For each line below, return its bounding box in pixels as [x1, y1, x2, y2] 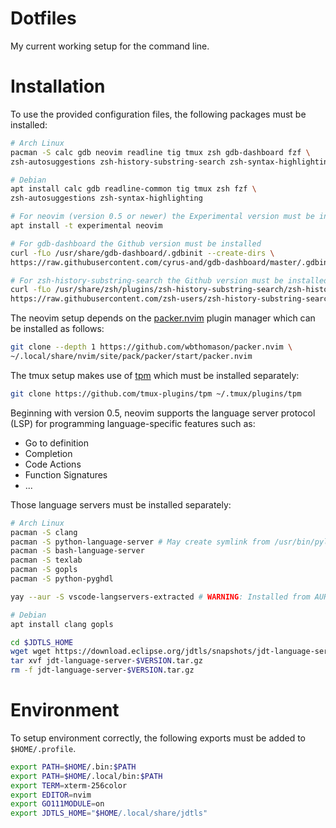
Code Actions [24, 458, 82, 470]
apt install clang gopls [10, 619, 114, 629]
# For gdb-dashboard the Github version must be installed [10, 238, 262, 249]
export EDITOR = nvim [10, 790, 92, 800]
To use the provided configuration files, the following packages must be [10, 108, 307, 120]
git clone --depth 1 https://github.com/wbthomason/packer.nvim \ [10, 342, 293, 352]
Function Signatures [24, 468, 108, 481]
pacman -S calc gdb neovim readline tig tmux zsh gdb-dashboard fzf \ [10, 147, 311, 157]
